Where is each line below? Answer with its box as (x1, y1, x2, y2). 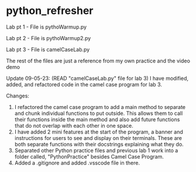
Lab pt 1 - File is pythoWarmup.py (6, 23, 87, 30)
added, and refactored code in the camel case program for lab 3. (6, 80, 163, 88)
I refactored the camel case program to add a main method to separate (14, 103, 186, 110)
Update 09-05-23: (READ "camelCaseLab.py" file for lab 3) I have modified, (6, 75, 189, 82)
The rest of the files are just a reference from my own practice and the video (6, 57, 190, 64)
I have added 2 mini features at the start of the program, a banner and (14, 128, 183, 135)
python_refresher (6, 4, 94, 17)
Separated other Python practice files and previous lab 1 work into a (14, 147, 178, 154)
